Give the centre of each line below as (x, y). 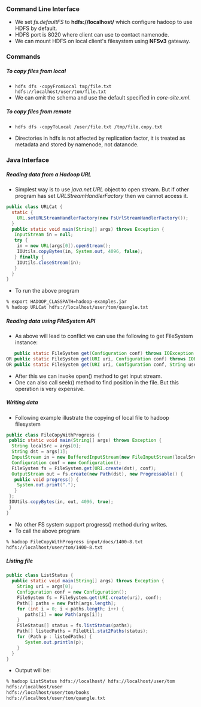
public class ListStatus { (40, 575)
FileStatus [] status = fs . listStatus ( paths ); (75, 625)
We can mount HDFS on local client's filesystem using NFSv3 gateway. (102, 41)
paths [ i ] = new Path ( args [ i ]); (64, 614)
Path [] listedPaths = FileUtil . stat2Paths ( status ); (83, 631)
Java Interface (28, 160)
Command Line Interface (43, 9)
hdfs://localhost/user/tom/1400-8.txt (54, 547)
